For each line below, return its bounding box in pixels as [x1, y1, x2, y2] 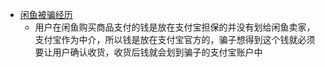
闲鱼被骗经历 [19, 9, 73, 20]
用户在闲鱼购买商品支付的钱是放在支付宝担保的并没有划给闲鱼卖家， [34, 21, 316, 33]
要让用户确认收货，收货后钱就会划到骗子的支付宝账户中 [34, 46, 263, 58]
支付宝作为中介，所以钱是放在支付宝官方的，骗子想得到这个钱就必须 [34, 34, 316, 45]
